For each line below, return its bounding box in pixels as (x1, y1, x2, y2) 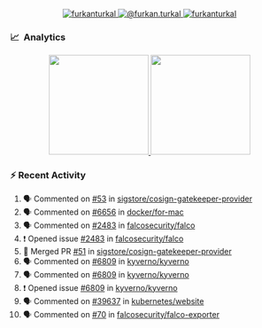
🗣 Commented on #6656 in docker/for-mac (22, 207, 184, 217)
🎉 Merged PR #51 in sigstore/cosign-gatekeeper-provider (22, 246, 233, 256)
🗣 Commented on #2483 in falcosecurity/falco (22, 220, 196, 230)
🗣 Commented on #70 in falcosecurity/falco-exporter (22, 308, 220, 319)
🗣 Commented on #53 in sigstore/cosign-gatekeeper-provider (22, 193, 253, 204)
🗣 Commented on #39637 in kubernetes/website (22, 295, 204, 306)
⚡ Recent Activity (10, 169, 87, 182)
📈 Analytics (10, 31, 66, 43)
